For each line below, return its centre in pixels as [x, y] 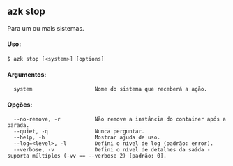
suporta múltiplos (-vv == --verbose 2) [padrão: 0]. [87, 156]
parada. [18, 126]
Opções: [20, 105]
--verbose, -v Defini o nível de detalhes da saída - [112, 150]
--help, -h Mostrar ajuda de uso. [87, 138]
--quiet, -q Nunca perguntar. [79, 132]
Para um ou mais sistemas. [46, 28]
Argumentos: [27, 74]
